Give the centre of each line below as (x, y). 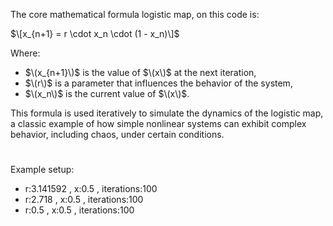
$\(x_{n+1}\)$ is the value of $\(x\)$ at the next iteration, (140, 72)
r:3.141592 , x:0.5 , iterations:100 (91, 189)
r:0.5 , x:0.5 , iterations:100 (79, 210)
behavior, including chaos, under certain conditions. (117, 134)
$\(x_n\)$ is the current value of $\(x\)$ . (107, 93)
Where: (25, 53)
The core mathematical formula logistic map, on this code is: (135, 14)
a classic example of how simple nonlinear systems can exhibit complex (158, 123)
